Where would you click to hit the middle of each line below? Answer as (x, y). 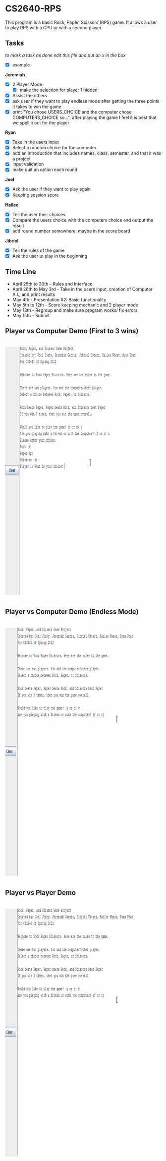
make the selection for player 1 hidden (58, 90)
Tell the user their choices (39, 214)
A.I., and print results (34, 294)
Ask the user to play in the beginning (50, 256)
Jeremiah (15, 74)
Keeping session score (36, 195)
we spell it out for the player (41, 123)
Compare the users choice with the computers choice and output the (83, 220)
